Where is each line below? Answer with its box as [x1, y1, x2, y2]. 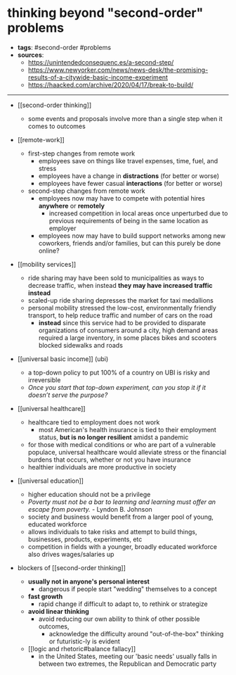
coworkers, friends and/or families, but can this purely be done [38, 239, 221, 247]
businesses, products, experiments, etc [27, 535, 143, 543]
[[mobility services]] [17, 260, 77, 268]
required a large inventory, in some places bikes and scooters [38, 333, 217, 342]
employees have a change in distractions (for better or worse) [38, 171, 220, 180]
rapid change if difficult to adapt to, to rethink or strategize [38, 600, 209, 608]
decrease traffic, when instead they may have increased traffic [27, 281, 213, 289]
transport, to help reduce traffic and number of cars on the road [27, 311, 213, 320]
